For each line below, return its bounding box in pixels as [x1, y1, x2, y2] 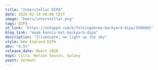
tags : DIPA [5, 21, 28, 26]
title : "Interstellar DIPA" [5, 7, 63, 12]
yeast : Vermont [5, 58, 37, 63]
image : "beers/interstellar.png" [5, 16, 74, 21]
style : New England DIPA [5, 39, 56, 44]
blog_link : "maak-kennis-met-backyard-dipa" [5, 30, 98, 35]
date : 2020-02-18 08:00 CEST [5, 12, 65, 17]
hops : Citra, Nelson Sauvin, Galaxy [5, 53, 80, 58]
